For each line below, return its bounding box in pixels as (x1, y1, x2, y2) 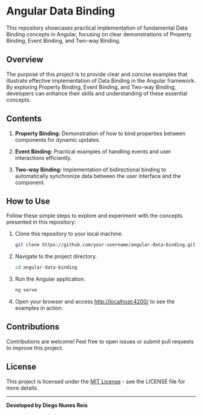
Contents (6, 113, 42, 124)
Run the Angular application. (14, 276, 85, 283)
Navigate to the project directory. (14, 253, 97, 260)
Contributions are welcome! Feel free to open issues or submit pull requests (6, 338, 194, 345)
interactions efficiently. (14, 154, 72, 161)
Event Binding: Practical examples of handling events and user (14, 148, 171, 155)
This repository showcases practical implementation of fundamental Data (6, 24, 188, 31)
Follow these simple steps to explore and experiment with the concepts (6, 212, 183, 220)
